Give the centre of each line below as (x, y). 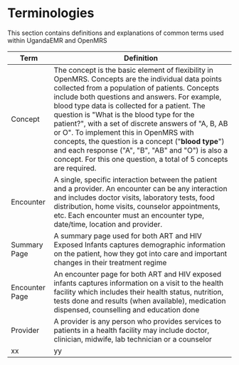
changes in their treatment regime (110, 262)
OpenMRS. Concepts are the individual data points (138, 78)
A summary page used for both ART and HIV (128, 235)
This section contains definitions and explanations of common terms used (116, 33)
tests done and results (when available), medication (140, 301)
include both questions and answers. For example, (138, 96)
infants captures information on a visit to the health (139, 283)
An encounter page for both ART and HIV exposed (138, 274)
